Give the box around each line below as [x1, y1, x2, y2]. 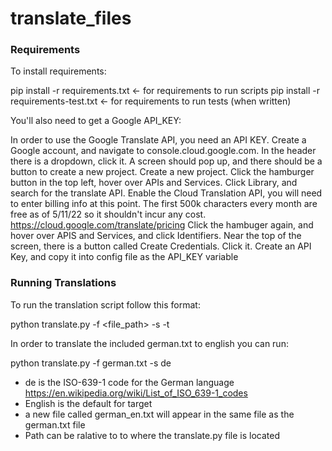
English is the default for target [24, 397, 153, 409]
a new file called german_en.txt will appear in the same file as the [24, 408, 295, 420]
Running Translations [10, 276, 117, 290]
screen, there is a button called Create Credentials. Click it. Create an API [10, 240, 312, 252]
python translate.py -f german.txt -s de [10, 357, 172, 369]
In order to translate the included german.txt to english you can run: [10, 337, 289, 349]
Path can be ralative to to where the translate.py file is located [24, 429, 280, 441]
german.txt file [24, 418, 86, 431]
